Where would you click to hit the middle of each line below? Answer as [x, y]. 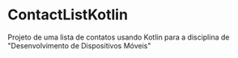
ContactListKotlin [68, 15]
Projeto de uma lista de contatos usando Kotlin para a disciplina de [119, 37]
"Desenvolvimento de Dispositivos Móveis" [79, 45]
